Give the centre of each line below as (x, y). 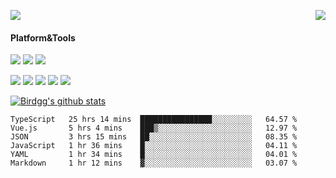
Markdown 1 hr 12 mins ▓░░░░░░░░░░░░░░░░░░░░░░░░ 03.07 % (154, 163)
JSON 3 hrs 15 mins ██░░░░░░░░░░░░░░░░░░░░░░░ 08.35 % (154, 137)
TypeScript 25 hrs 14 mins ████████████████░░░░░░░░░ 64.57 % (154, 120)
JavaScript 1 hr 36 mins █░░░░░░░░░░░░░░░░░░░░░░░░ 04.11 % (154, 146)
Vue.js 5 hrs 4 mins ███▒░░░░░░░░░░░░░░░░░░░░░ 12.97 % (154, 128)
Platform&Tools (43, 37)
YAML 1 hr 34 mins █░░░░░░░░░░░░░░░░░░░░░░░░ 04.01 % (154, 155)
